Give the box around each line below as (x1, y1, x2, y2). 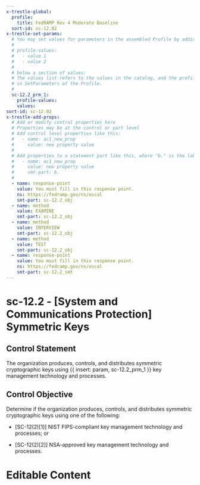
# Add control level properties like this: (11, 130, 121, 137)
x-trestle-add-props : (6, 114, 60, 120)
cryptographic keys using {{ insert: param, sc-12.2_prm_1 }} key (6, 366, 162, 373)
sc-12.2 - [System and (6, 294, 118, 308)
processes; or (14, 430, 49, 437)
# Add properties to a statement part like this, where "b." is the (11, 153, 185, 158)
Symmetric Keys (6, 320, 90, 334)
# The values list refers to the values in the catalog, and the (11, 75, 177, 81)
